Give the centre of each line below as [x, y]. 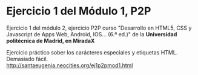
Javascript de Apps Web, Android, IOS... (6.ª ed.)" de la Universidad [92, 34]
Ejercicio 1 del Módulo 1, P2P [79, 11]
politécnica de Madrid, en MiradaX [51, 41]
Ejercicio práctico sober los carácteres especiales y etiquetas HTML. [92, 52]
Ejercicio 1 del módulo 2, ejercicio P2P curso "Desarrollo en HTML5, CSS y [99, 28]
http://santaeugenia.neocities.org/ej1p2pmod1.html [70, 65]
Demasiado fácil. [27, 59]
